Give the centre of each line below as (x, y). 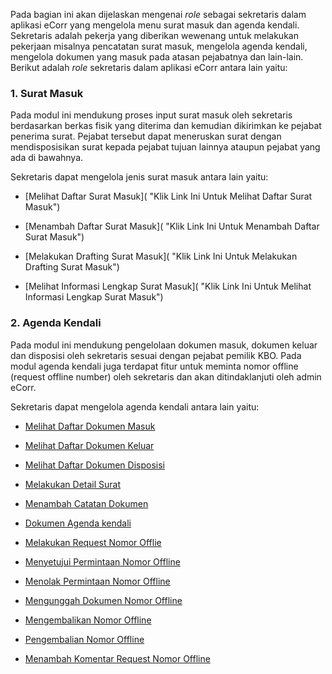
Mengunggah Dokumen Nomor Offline (103, 600)
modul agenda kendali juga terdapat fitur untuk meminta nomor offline (154, 366)
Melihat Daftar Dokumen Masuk (90, 426)
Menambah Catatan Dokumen (86, 503)
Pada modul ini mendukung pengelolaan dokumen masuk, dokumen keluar (164, 345)
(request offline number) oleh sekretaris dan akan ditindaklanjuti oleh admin (166, 376)
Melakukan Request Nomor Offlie (93, 542)
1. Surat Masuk (47, 93)
